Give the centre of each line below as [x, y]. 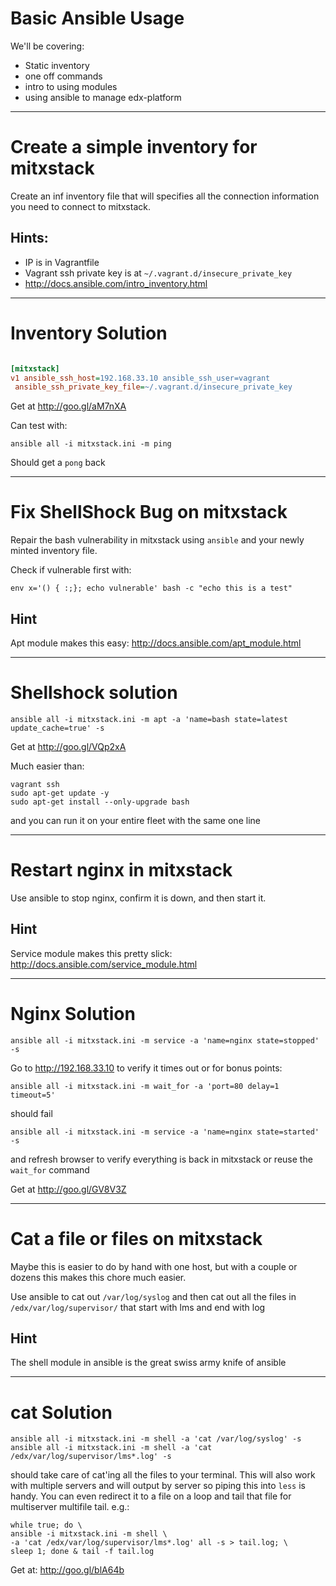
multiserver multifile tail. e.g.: [70, 1507]
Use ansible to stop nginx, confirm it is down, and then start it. [138, 898]
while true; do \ [46, 1525]
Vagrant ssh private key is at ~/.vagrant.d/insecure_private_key [158, 273]
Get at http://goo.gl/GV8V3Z [68, 1189]
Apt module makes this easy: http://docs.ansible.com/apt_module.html [156, 643]
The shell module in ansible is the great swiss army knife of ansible [148, 1363]
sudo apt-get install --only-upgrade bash [100, 802]
